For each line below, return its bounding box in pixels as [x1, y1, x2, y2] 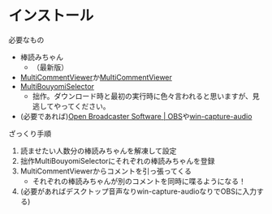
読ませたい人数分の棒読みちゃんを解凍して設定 [19, 146, 177, 156]
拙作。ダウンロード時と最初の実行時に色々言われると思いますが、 [32, 91, 253, 101]
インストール [8, 6, 94, 25]
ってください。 [60, 101, 111, 111]
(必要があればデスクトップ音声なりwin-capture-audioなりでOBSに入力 [19, 186, 257, 196]
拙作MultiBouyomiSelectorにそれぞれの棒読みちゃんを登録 [19, 156, 215, 165]
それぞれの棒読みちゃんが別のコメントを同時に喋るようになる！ [32, 176, 246, 186]
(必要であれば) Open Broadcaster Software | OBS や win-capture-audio [19, 111, 253, 121]
